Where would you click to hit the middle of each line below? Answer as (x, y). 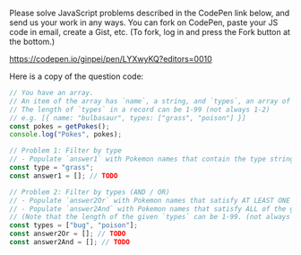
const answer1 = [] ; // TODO (64, 176)
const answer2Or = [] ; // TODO (68, 234)
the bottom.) (32, 41)
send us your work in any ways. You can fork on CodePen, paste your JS (144, 22)
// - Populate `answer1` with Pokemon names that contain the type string (152, 159)
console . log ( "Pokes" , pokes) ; (66, 135)
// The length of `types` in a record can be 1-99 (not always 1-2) (140, 110)
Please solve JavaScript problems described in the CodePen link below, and (150, 13)
